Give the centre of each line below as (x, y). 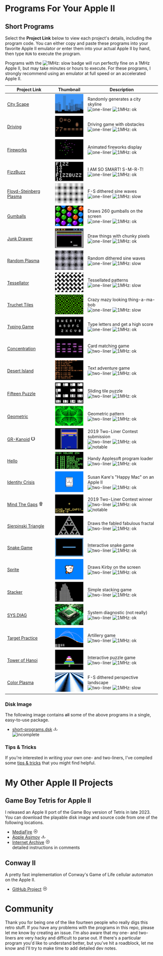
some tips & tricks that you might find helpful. (50, 763)
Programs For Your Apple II (60, 9)
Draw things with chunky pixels (119, 236)
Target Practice (22, 638)
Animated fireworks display (115, 147)
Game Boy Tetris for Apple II (48, 800)
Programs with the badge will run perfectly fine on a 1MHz (78, 63)
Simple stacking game (110, 589)
